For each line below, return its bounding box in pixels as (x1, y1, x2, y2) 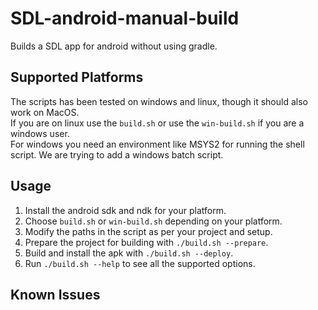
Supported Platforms (10, 69, 144, 86)
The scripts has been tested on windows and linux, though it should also (10, 95, 308, 107)
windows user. (10, 127, 70, 139)
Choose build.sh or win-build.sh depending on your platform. (24, 215, 283, 227)
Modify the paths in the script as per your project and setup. (24, 225, 273, 237)
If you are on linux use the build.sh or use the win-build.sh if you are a (10, 117, 305, 129)
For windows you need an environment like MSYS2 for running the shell (10, 138, 305, 150)
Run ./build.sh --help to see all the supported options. (24, 257, 256, 269)
